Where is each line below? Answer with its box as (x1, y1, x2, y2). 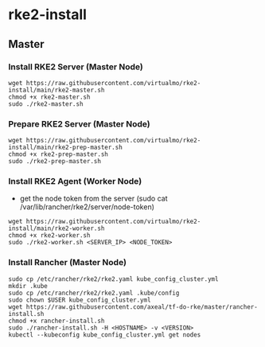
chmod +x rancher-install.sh (8, 317, 105, 325)
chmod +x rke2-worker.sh (8, 232, 91, 240)
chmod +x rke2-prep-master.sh (8, 150, 109, 158)
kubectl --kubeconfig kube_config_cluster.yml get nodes (8, 330, 201, 339)
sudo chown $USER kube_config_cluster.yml (8, 296, 151, 304)
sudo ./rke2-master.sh (8, 99, 84, 108)
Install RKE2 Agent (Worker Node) (8, 176, 142, 187)
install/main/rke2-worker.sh (8, 224, 105, 232)
